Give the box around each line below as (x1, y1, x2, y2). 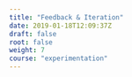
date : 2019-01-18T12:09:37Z (9, 21, 113, 30)
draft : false (9, 29, 57, 38)
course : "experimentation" (9, 54, 108, 63)
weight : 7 (9, 46, 46, 55)
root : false (9, 37, 53, 47)
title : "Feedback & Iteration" (9, 12, 124, 22)
